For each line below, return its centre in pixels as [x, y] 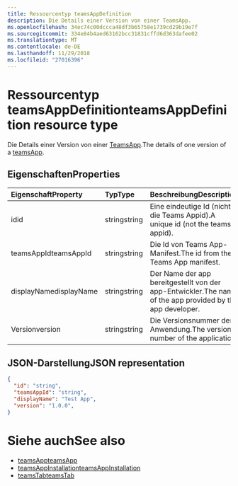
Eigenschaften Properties [64, 174]
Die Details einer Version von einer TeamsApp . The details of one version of [117, 144]
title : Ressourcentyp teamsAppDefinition [69, 14]
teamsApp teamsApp [47, 460]
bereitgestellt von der [185, 282]
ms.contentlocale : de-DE [44, 47]
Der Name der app [180, 273]
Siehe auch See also [66, 440]
